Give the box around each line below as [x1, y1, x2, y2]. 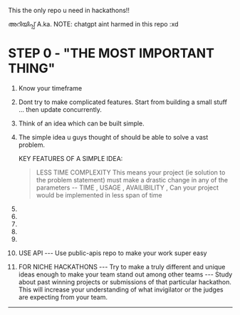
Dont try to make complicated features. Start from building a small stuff [18, 98, 227, 106]
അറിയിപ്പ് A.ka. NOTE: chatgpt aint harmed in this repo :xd [8, 20, 179, 28]
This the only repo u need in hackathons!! [8, 6, 130, 14]
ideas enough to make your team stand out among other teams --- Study [18, 270, 233, 279]
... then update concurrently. [18, 105, 103, 113]
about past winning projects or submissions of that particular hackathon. [18, 277, 232, 286]
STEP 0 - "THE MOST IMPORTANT [8, 46, 214, 61]
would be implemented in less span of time [36, 190, 162, 199]
